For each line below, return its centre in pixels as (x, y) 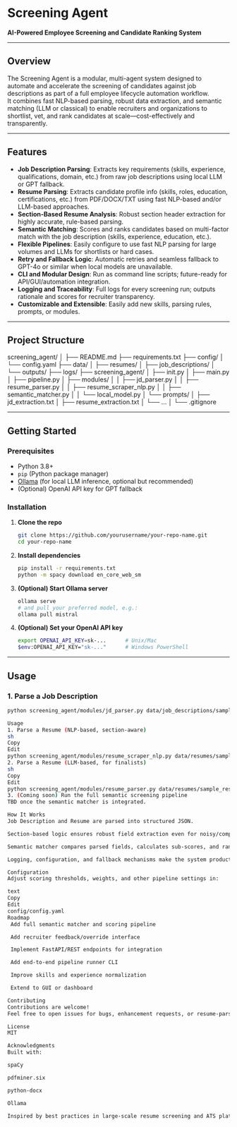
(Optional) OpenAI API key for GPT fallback (80, 489)
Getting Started (42, 431)
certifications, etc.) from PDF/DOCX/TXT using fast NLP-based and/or (120, 199)
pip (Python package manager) (63, 474)
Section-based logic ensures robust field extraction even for (102, 834)
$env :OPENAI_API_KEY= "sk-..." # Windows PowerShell (103, 647)
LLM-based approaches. (53, 207)
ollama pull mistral (48, 614)
